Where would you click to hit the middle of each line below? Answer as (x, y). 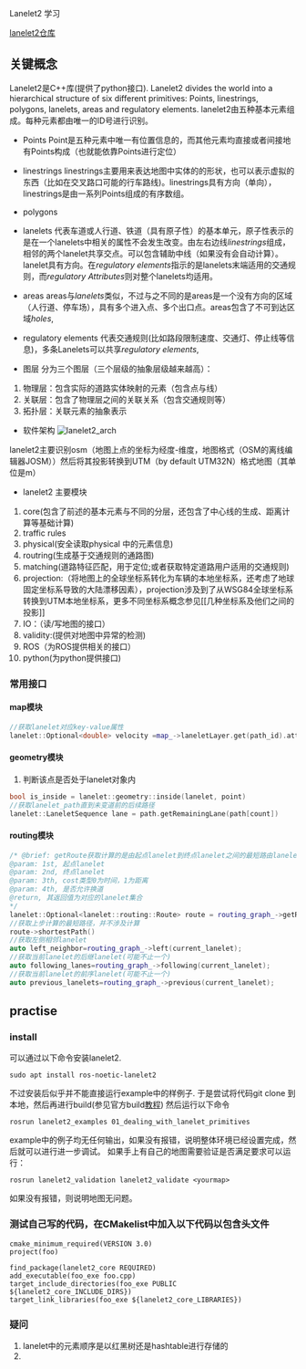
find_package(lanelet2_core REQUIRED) (83, 1268)
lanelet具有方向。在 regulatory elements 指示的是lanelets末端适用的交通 (155, 265)
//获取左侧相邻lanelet (48, 940)
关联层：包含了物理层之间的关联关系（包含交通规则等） (126, 399)
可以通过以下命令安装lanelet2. (66, 1058)
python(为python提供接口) (71, 658)
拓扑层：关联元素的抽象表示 (75, 411)
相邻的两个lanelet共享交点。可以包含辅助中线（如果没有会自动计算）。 (153, 253)
